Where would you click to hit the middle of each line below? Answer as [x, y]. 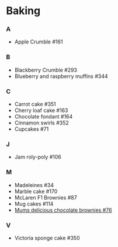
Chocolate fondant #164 [44, 117]
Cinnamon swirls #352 [41, 123]
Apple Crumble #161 [39, 42]
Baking [23, 11]
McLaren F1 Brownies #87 [46, 197]
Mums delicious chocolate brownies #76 [63, 210]
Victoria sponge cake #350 [47, 238]
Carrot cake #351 [35, 104]
